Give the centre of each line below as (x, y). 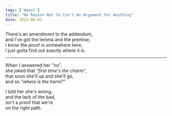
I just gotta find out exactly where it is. (46, 51)
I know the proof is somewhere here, (44, 45)
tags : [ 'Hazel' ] (23, 10)
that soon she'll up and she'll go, (40, 76)
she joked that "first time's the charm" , (46, 71)
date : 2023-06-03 (24, 20)
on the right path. (24, 108)
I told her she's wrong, (29, 92)
